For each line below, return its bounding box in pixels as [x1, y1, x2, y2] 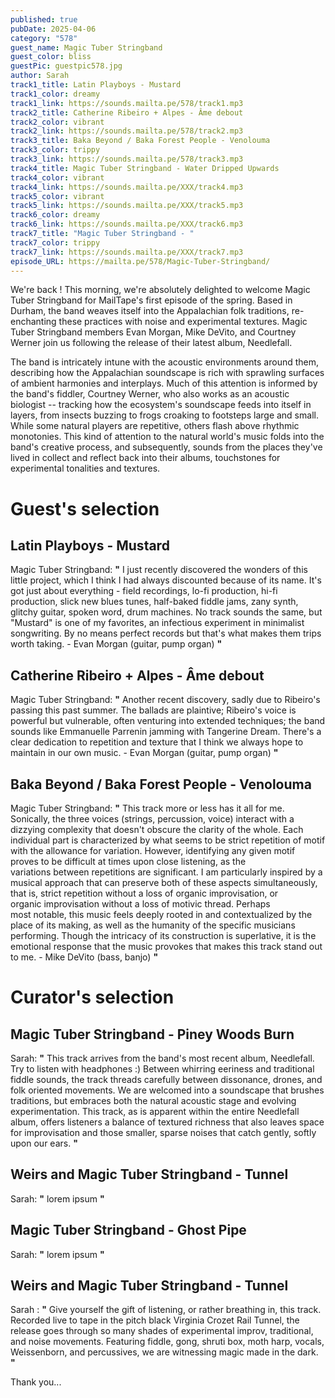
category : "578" [10, 33, 78, 43]
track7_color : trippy [10, 237, 101, 248]
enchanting [10, 316, 57, 328]
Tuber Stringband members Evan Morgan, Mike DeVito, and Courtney [10, 326, 297, 338]
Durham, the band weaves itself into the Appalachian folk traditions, [10, 305, 290, 317]
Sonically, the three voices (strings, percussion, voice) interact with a [10, 813, 295, 825]
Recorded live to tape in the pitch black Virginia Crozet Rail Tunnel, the [10, 1314, 300, 1326]
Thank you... [10, 1376, 62, 1388]
